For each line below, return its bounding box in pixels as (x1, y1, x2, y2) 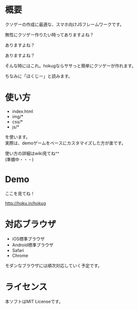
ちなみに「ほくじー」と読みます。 (5, 73, 73, 79)
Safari (12, 247, 24, 253)
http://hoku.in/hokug (5, 200, 46, 206)
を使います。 (5, 134, 31, 140)
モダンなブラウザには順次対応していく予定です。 (5, 262, 103, 268)
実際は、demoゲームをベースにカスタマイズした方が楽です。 (5, 140, 126, 146)
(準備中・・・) (5, 156, 34, 162)
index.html (12, 108, 33, 114)
